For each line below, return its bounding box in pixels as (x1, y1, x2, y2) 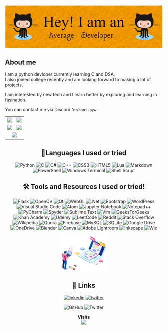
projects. (5, 82, 23, 88)
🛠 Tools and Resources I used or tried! (22, 183, 145, 191)
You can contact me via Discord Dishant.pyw (5, 107, 96, 113)
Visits (77, 314, 90, 320)
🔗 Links (72, 281, 96, 290)
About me (5, 58, 36, 66)
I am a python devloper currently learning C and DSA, (5, 71, 115, 77)
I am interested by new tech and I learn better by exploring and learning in (5, 92, 157, 98)
